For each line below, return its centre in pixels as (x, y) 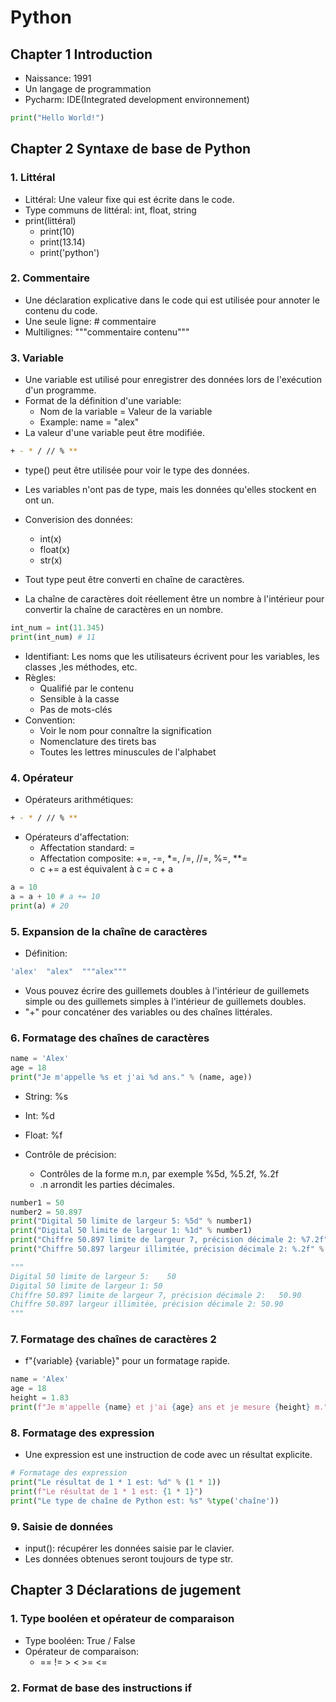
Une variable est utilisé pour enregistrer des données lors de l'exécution (173, 380)
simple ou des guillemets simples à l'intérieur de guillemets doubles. (165, 1001)
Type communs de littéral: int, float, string (110, 210)
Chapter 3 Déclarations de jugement (126, 1590)
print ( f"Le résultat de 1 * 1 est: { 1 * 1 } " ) (106, 1492)
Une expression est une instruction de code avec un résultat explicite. (168, 1455)
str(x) (51, 560)
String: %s (46, 1096)
